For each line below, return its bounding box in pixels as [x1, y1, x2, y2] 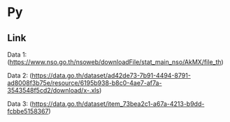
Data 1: [7, 50, 27, 59]
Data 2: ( [7, 71, 33, 79]
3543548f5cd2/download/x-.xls [7, 86, 100, 94]
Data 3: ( [7, 100, 33, 108]
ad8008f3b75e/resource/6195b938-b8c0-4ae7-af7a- [7, 79, 162, 87]
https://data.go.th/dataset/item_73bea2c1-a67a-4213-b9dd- [31, 100, 205, 108]
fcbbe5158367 [7, 107, 49, 115]
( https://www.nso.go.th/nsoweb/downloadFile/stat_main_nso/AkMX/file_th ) [7, 58, 224, 66]
